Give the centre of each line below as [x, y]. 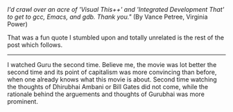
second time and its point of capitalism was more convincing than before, [112, 72]
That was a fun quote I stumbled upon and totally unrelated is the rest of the [115, 37]
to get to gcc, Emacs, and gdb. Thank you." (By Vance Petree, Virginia [107, 17]
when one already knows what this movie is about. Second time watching [112, 80]
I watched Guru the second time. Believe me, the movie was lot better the [112, 65]
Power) [17, 24]
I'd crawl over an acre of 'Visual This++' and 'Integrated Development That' [116, 9]
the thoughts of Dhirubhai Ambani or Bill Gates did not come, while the [108, 87]
